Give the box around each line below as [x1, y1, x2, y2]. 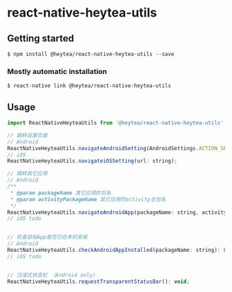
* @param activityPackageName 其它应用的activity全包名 [10, 196, 166, 203]
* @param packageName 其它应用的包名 [10, 189, 112, 197]
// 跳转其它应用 [7, 170, 48, 177]
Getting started [7, 33, 75, 44]
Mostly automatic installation [7, 66, 108, 76]
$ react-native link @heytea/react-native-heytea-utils [7, 82, 171, 89]
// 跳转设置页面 [7, 131, 48, 139]
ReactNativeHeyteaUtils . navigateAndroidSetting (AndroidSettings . [7, 145, 199, 152]
